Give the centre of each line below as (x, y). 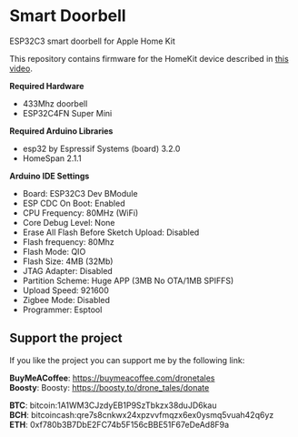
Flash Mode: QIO (54, 251)
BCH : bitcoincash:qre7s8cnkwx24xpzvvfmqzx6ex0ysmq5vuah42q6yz (142, 414)
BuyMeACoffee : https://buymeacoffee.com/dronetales (112, 378)
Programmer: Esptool (62, 310)
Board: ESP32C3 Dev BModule (80, 193)
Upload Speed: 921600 (65, 290)
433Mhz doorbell (55, 103)
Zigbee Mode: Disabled (66, 300)
